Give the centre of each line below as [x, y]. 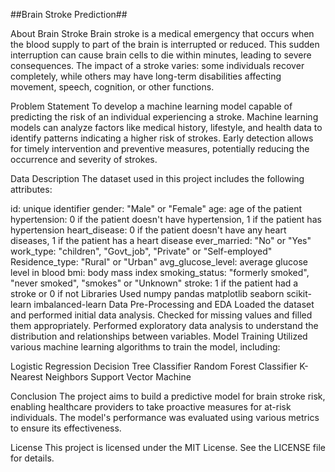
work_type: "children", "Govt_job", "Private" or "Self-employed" [141, 251]
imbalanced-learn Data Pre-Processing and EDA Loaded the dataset [174, 304]
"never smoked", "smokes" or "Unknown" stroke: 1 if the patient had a [154, 283]
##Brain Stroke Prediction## [69, 14]
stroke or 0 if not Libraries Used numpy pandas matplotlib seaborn [147, 293]
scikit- [299, 293]
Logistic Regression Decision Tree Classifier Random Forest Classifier [154, 366]
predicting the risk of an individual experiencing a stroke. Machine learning [164, 117]
